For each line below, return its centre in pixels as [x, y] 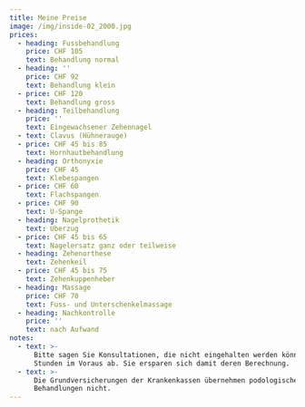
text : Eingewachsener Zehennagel [89, 128]
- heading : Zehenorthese [64, 254]
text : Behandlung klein [71, 85]
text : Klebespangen [63, 178]
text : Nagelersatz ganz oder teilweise [101, 246]
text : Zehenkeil [57, 262]
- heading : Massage [54, 287]
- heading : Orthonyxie [60, 161]
